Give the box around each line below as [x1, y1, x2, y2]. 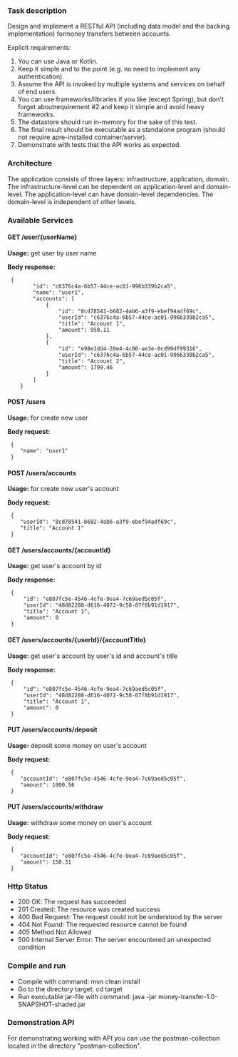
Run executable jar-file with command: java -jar [17, 992, 157, 1001]
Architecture [7, 158, 53, 168]
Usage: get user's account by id [7, 562, 102, 570]
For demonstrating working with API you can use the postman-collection [7, 1033, 220, 1042]
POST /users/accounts [7, 468, 77, 477]
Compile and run [7, 961, 66, 971]
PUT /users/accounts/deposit [7, 725, 98, 734]
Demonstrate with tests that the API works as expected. [17, 141, 182, 149]
